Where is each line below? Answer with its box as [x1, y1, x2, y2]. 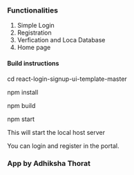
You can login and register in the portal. [7, 141, 119, 150]
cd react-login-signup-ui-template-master [7, 75, 128, 83]
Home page [17, 44, 51, 52]
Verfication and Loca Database [17, 36, 106, 44]
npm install [7, 88, 39, 96]
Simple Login [17, 21, 55, 30]
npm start [7, 115, 35, 123]
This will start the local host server [7, 128, 106, 136]
